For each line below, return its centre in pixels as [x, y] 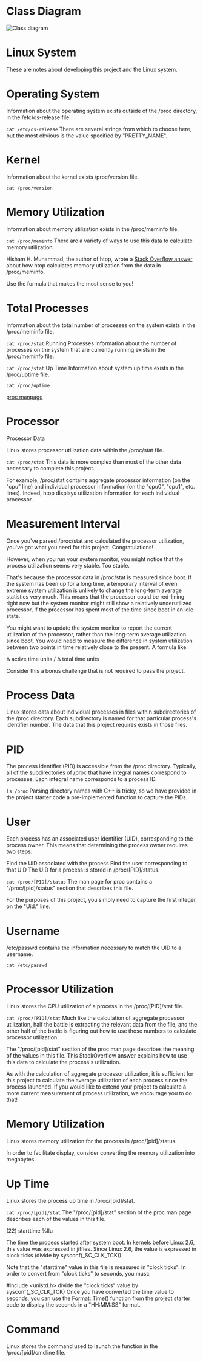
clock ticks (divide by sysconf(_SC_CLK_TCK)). [65, 1256]
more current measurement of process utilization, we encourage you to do [99, 1093]
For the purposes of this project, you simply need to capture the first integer [101, 900]
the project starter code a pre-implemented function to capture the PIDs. [97, 797]
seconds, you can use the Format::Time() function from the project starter [98, 1298]
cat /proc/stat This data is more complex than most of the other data [94, 462]
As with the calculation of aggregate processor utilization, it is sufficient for [100, 1074]
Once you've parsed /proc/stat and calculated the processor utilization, [95, 541]
